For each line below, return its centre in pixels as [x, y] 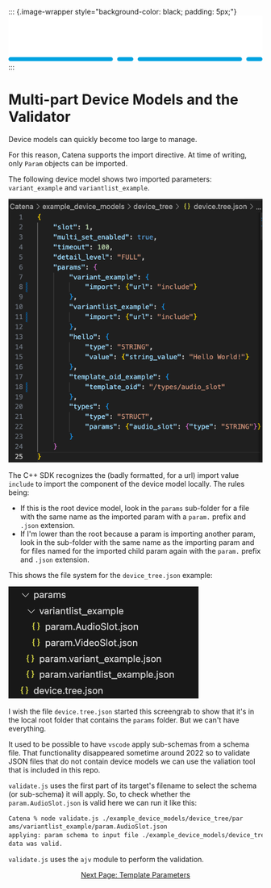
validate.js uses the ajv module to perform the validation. [106, 860]
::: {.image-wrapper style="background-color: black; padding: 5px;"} [123, 12]
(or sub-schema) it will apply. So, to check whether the [100, 794]
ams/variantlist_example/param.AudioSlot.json [88, 827]
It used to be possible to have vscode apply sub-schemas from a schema [129, 744]
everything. [27, 728]
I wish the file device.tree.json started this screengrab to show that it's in [131, 711]
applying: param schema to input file [73, 836]
